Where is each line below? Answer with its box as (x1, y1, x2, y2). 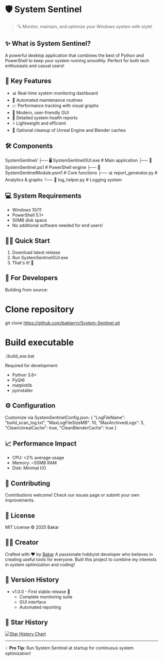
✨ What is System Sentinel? (5, 39, 91, 48)
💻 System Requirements (5, 192, 81, 200)
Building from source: (5, 286, 49, 292)
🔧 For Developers (5, 274, 58, 282)
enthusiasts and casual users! (5, 63, 65, 69)
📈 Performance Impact (5, 439, 77, 447)
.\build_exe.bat (5, 353, 35, 359)
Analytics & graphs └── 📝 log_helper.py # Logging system (5, 177, 122, 183)
